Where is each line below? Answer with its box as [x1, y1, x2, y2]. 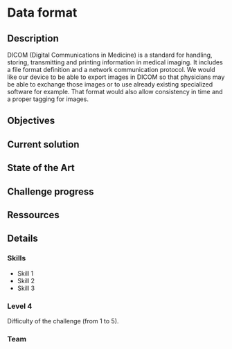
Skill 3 [17, 284, 35, 292]
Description [7, 33, 59, 44]
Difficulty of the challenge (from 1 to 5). [7, 316, 119, 325]
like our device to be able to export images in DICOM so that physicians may [7, 73, 225, 81]
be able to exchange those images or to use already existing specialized [7, 80, 213, 88]
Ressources [7, 209, 60, 221]
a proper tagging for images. [7, 95, 89, 103]
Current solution [7, 138, 80, 150]
